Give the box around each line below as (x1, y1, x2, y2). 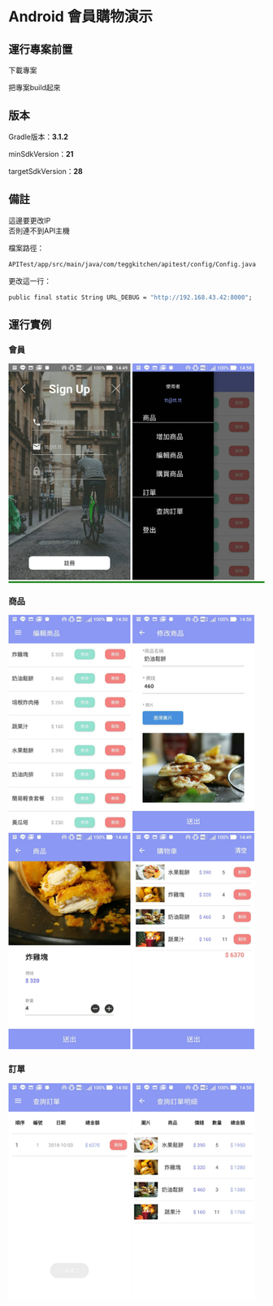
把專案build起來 (8, 83, 61, 92)
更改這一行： (8, 276, 51, 285)
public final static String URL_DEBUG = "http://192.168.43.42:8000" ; (8, 293, 253, 302)
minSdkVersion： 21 (8, 149, 74, 158)
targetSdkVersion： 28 (8, 166, 83, 176)
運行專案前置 (8, 42, 73, 56)
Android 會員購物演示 (8, 7, 153, 26)
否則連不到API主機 (8, 225, 71, 236)
